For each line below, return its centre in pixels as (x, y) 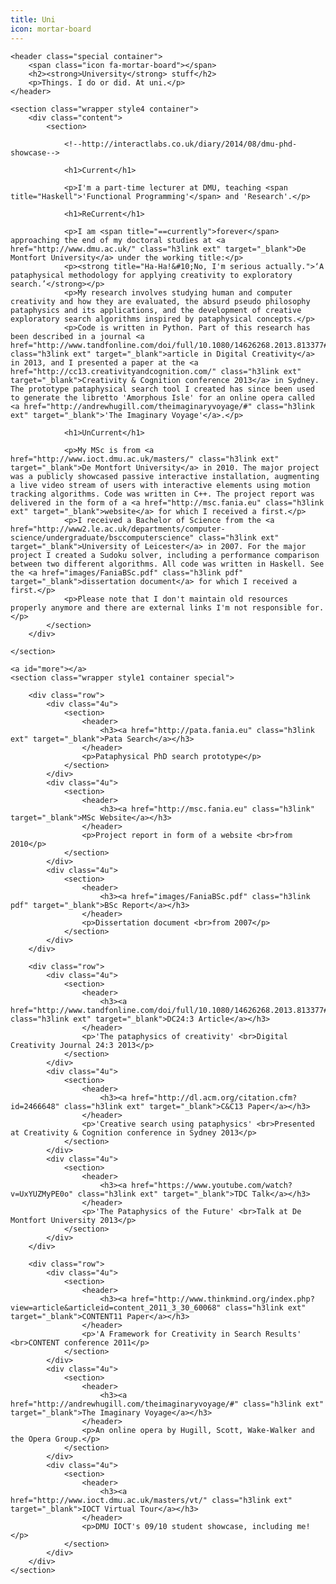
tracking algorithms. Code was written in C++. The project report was (162, 494)
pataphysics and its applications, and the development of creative (156, 310)
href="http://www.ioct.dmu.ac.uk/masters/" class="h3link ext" (145, 459)
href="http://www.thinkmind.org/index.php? (223, 1299)
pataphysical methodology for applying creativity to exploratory (151, 275)
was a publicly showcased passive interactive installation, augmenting (165, 476)
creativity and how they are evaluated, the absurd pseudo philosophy (160, 301)
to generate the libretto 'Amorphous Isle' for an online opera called (162, 397)
